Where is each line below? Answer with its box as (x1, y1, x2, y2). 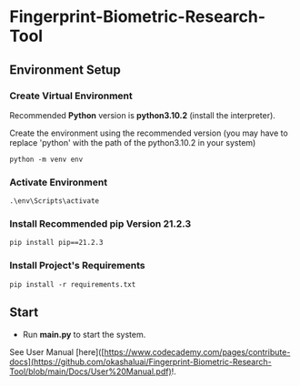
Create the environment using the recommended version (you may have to (9, 127, 288, 138)
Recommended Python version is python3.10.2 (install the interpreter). (9, 109, 275, 120)
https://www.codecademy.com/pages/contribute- (104, 346, 291, 357)
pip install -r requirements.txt (9, 279, 136, 289)
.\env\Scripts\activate (9, 197, 100, 206)
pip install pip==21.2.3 (9, 239, 104, 248)
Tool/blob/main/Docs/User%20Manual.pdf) (9, 366, 173, 377)
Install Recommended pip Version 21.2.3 (9, 218, 192, 230)
